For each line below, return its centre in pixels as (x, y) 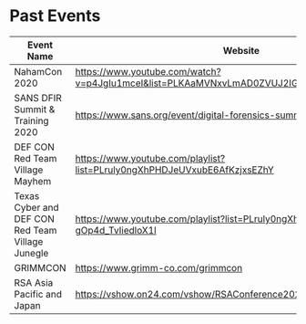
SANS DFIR (38, 98)
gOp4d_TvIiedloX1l (116, 230)
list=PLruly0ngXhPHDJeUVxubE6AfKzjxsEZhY (175, 170)
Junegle (31, 253)
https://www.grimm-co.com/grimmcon (159, 267)
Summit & (35, 109)
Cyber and (36, 207)
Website (241, 50)
